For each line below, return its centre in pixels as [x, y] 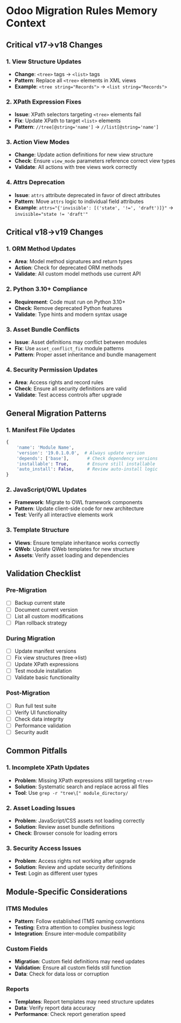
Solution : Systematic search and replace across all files [81, 786]
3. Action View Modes [38, 142]
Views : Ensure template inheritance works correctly [77, 543]
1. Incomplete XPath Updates [48, 767]
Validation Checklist [43, 573]
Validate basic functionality [47, 677]
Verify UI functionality [41, 712]
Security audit [31, 732]
